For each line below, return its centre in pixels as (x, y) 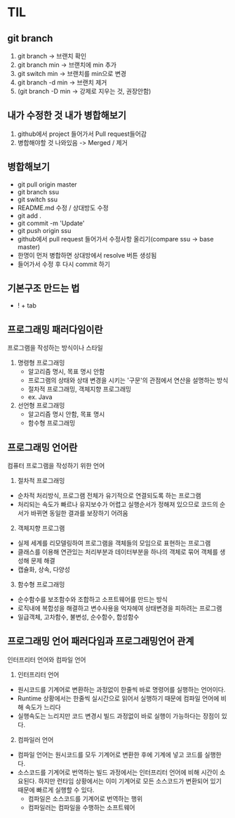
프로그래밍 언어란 (42, 447)
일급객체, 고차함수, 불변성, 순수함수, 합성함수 (78, 617)
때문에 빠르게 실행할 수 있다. (56, 790)
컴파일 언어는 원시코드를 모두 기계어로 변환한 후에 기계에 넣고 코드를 (110, 755)
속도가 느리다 (43, 707)
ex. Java (40, 397)
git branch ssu (38, 191)
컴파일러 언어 (35, 739)
